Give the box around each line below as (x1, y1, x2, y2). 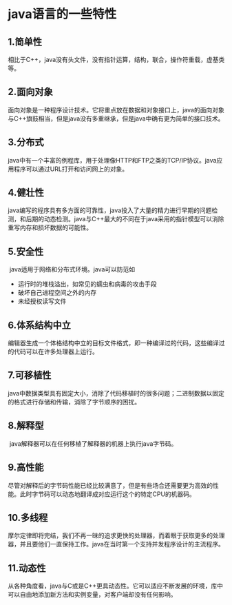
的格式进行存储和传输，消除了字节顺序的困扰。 (8, 398, 140, 406)
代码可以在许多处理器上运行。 (13, 347, 98, 356)
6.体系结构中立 (8, 319, 72, 331)
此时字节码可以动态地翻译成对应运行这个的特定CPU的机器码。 (19, 490, 196, 498)
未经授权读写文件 (17, 297, 67, 305)
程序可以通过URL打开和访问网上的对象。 (13, 165, 129, 173)
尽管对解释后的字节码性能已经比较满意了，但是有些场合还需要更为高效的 (8, 481, 213, 489)
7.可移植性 (8, 369, 52, 381)
